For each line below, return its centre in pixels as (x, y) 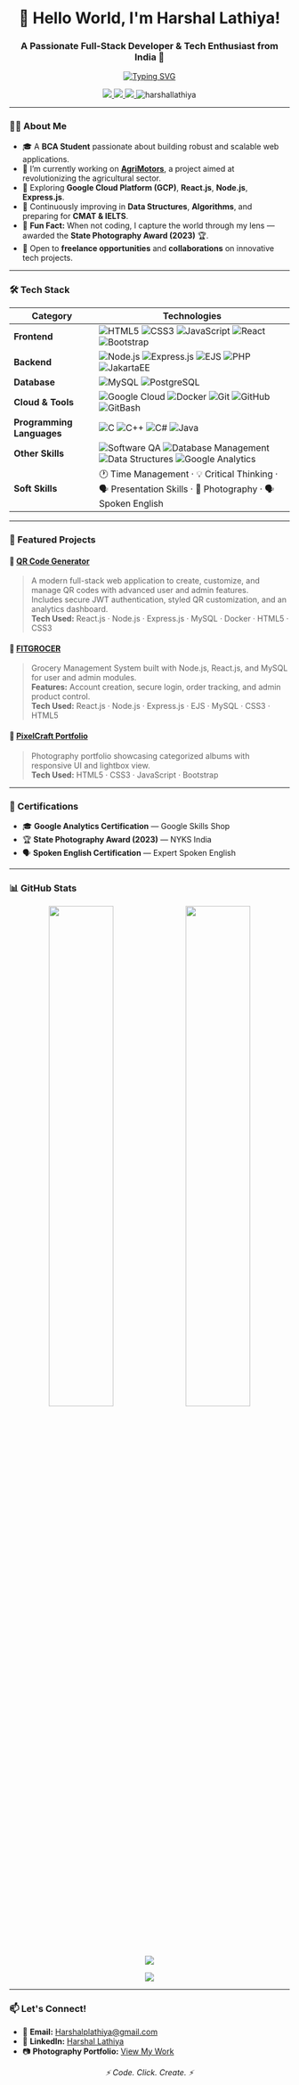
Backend (32, 362)
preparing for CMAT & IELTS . (75, 216)
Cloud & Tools (44, 403)
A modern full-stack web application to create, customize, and (145, 581)
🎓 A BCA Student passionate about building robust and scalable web (150, 146)
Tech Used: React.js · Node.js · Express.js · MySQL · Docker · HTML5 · (160, 619)
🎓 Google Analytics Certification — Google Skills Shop (126, 826)
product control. (61, 696)
